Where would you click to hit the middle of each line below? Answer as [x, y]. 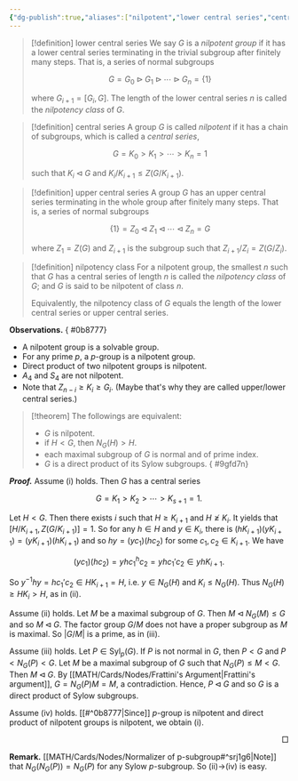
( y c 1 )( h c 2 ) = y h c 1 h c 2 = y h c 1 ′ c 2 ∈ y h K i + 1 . [149, 562]
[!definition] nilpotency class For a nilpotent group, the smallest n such [159, 267]
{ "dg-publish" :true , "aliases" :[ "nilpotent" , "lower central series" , [138, 17]
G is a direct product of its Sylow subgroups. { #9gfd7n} [146, 463]
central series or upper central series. [99, 313]
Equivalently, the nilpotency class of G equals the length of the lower [156, 303]
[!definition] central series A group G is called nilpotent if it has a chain [159, 127]
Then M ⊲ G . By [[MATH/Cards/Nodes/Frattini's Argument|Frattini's [132, 675]
